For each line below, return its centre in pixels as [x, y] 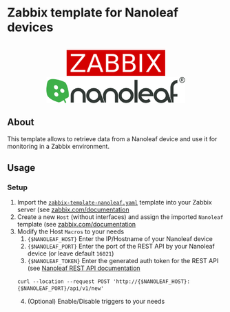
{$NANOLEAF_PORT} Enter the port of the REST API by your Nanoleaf [121, 247]
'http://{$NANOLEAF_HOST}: [151, 282]
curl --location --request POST [63, 282]
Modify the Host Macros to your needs [71, 231]
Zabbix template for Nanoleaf [93, 13]
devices [30, 27]
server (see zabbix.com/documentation [73, 210]
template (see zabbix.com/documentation [76, 225]
